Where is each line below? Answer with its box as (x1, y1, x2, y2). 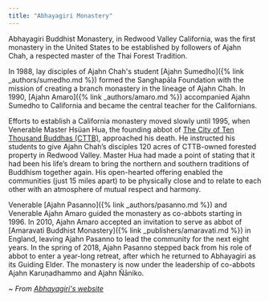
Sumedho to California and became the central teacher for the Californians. (8, 100, 258, 110)
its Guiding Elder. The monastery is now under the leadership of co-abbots (8, 259, 255, 269)
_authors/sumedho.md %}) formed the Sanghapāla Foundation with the (8, 75, 244, 84)
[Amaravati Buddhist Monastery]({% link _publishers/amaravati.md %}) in (8, 226, 251, 235)
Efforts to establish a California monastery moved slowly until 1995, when (8, 116, 251, 125)
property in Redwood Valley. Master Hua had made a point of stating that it (8, 150, 255, 160)
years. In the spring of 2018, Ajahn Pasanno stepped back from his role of (8, 242, 252, 252)
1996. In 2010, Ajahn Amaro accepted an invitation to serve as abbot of (8, 217, 243, 226)
